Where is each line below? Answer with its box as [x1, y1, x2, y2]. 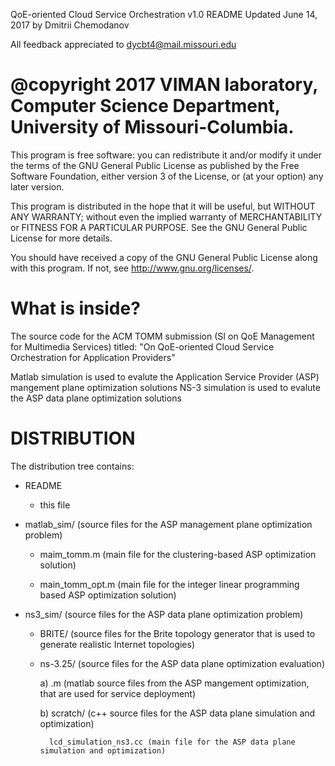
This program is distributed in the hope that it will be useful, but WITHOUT [10, 200, 316, 212]
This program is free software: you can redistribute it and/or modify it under [10, 149, 322, 161]
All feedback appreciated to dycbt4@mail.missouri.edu [10, 39, 237, 50]
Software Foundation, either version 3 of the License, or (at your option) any [10, 170, 324, 182]
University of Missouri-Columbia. [10, 116, 295, 139]
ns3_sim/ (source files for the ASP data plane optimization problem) [24, 608, 304, 620]
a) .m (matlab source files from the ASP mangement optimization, [39, 677, 310, 689]
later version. [10, 180, 65, 193]
